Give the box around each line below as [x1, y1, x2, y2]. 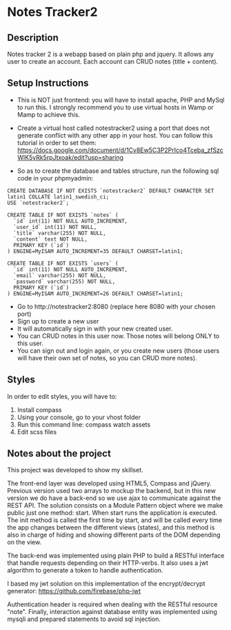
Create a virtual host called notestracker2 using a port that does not [17, 124, 210, 132]
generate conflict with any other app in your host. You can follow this [17, 131, 213, 139]
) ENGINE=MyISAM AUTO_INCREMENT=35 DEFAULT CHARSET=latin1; [7, 248, 184, 254]
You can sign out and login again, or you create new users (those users [17, 346, 220, 355]
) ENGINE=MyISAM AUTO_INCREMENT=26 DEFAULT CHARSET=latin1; [7, 290, 184, 297]
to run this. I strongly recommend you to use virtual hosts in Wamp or [17, 103, 214, 111]
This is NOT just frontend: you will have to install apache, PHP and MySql [17, 95, 225, 104]
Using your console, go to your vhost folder [17, 413, 141, 421]
